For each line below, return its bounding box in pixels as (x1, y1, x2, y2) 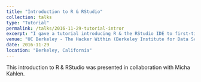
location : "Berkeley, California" (6, 48, 93, 53)
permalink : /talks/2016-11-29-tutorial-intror (6, 25, 124, 31)
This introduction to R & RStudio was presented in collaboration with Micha (6, 64, 190, 71)
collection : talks (6, 14, 52, 20)
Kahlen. (6, 70, 25, 77)
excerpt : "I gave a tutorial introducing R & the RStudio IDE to (6, 31, 172, 37)
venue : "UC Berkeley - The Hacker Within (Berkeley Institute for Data (6, 36, 188, 42)
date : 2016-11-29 (6, 42, 50, 48)
